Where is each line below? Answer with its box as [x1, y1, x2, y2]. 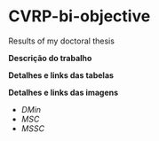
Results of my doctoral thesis [8, 35, 115, 46]
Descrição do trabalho [8, 52, 92, 63]
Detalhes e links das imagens [8, 87, 119, 98]
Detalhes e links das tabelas [8, 69, 115, 81]
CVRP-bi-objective [8, 6, 151, 27]
